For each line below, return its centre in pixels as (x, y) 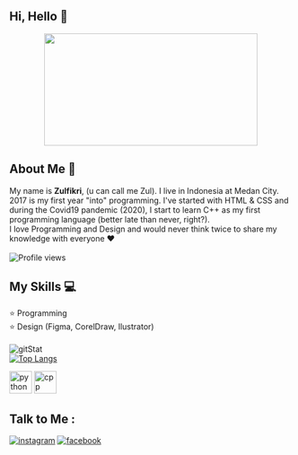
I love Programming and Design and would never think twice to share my (143, 229)
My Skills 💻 (43, 287)
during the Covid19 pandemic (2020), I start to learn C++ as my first (135, 210)
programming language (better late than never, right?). (110, 219)
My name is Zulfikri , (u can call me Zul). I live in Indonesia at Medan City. (145, 190)
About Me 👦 (43, 169)
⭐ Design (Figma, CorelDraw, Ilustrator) (82, 327)
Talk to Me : (42, 419)
